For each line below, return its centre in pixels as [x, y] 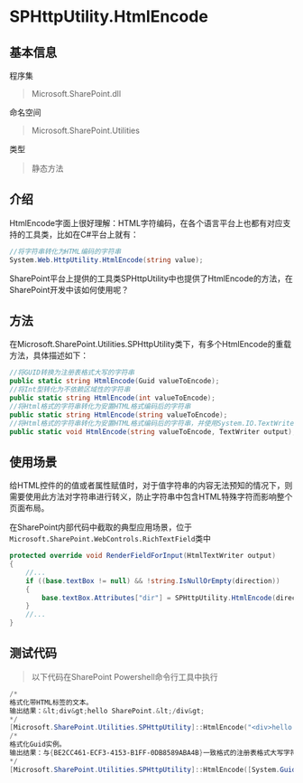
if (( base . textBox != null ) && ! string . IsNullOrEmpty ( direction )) [153, 580]
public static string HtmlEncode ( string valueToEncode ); [119, 415]
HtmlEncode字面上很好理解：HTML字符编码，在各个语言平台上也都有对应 [146, 222]
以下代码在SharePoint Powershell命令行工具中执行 [124, 676]
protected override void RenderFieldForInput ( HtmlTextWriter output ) [143, 556]
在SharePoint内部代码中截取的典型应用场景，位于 [101, 527]
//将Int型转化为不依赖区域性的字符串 [70, 390]
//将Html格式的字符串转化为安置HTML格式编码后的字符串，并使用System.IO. [134, 423]
